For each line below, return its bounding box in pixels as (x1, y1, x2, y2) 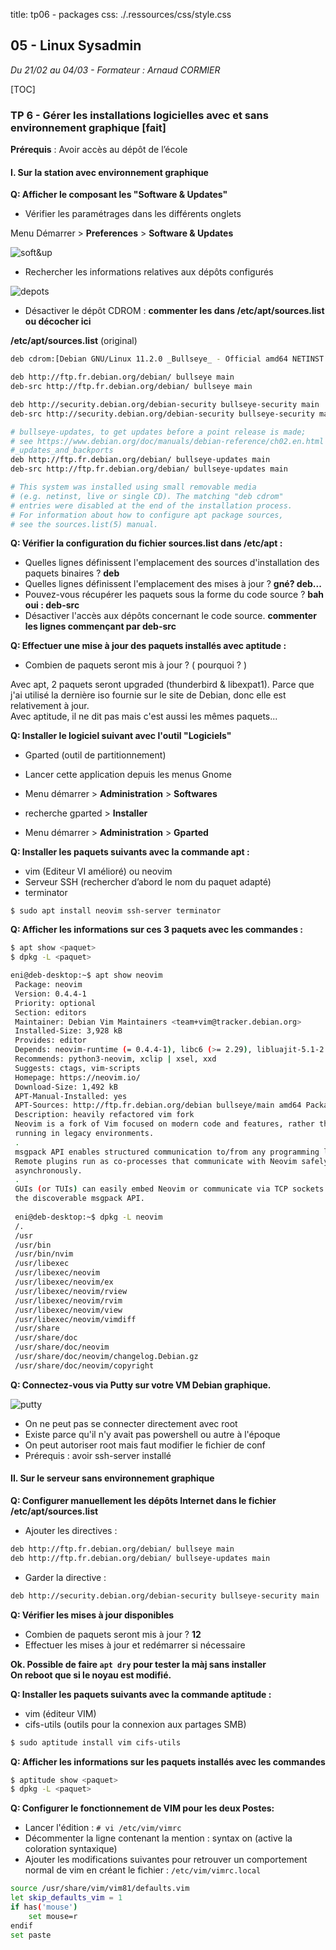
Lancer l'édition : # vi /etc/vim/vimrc (24, 1822, 182, 1834)
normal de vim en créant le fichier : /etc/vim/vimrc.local (24, 1864, 262, 1876)
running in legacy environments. (14, 1129, 155, 1139)
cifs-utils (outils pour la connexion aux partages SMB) (24, 1718, 247, 1730)
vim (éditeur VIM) (24, 1707, 97, 1719)
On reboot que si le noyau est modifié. (10, 1669, 172, 1681)
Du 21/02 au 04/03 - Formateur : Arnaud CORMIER (10, 64, 221, 76)
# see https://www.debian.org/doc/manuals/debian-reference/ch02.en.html (10, 436, 325, 446)
